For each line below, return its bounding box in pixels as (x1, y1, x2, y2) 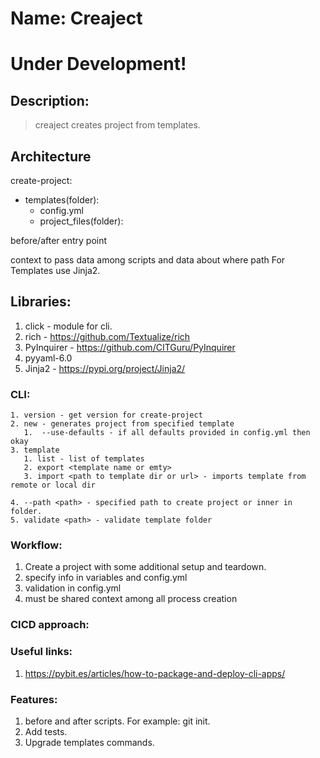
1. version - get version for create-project (10, 410, 203, 421)
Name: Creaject (10, 7, 143, 30)
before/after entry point (10, 235, 108, 246)
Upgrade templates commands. (24, 736, 155, 748)
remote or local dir (10, 480, 97, 491)
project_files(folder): (39, 215, 124, 227)
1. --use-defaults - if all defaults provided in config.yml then (23, 428, 311, 438)
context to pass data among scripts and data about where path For (10, 254, 286, 266)
